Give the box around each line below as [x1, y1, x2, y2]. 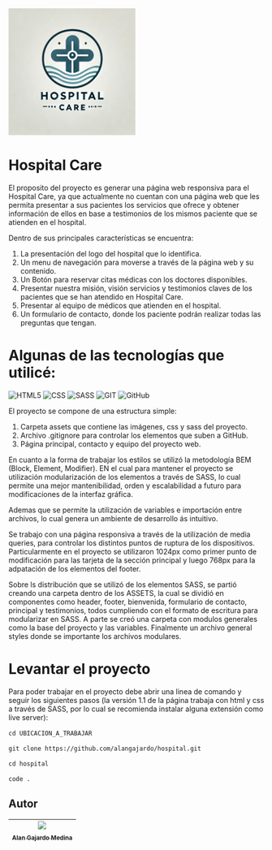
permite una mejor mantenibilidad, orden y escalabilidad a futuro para [8, 481, 242, 490]
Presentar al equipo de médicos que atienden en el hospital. [19, 300, 222, 310]
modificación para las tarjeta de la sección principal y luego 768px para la [8, 555, 256, 565]
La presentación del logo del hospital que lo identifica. [19, 248, 201, 258]
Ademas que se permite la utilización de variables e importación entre [8, 505, 242, 515]
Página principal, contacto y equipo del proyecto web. [19, 438, 201, 449]
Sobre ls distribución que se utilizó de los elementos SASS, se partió [8, 580, 237, 589]
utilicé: [8, 364, 56, 382]
